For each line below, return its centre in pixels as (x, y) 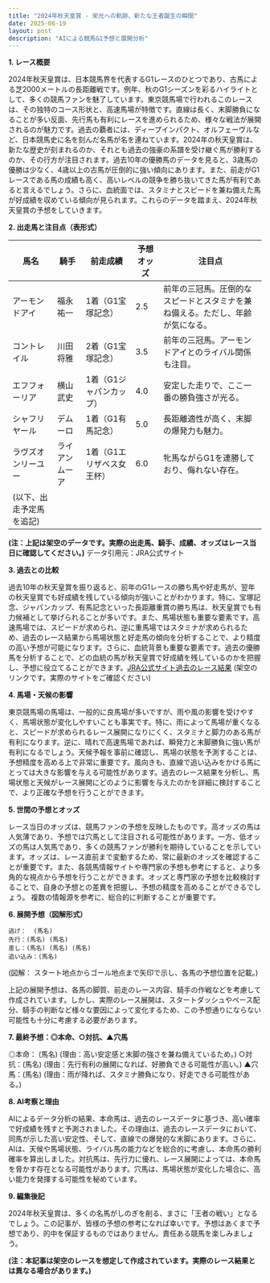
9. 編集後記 (27, 1196)
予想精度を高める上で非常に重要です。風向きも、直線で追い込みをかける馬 (131, 763)
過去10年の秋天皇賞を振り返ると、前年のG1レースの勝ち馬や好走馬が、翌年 (132, 587)
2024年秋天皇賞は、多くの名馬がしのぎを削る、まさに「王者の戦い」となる (133, 1214)
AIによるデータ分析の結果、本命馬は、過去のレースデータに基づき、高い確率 (135, 1119)
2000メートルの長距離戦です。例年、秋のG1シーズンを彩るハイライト (137, 89)
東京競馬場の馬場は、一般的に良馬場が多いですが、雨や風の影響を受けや (128, 712)
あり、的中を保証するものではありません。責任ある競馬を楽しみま (131, 1234)
